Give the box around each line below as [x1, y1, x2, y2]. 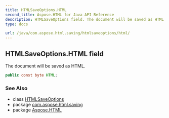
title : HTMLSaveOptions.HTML [5, 7, 67, 13]
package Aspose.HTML [12, 107, 62, 113]
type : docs [5, 21, 28, 27]
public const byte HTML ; [5, 72, 58, 77]
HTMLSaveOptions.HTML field [5, 49, 104, 58]
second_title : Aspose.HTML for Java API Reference [5, 12, 114, 17]
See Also [5, 85, 28, 92]
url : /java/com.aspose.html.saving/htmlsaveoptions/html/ [5, 31, 130, 36]
